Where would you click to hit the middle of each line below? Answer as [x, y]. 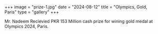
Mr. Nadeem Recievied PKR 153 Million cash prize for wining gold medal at [79, 21]
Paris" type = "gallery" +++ [32, 12]
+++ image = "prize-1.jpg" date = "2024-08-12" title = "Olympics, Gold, [76, 7]
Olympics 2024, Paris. [27, 26]
